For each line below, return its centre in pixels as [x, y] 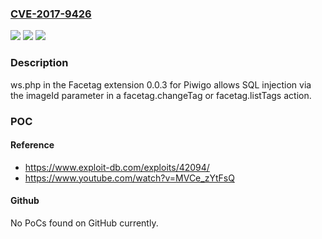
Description [39, 63]
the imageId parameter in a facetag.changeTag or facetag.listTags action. [161, 95]
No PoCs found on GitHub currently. [84, 223]
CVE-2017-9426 [51, 14]
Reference [32, 145]
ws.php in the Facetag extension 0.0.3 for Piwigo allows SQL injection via [161, 84]
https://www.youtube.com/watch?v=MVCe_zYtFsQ [129, 178]
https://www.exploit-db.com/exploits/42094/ [117, 167]
